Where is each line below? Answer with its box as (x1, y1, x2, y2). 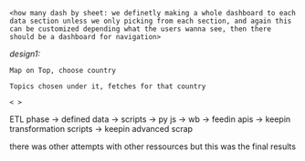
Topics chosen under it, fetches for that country (9, 82, 206, 91)
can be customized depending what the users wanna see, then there (9, 25, 272, 34)
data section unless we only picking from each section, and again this (9, 16, 292, 25)
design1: (9, 48, 41, 59)
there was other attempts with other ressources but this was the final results (9, 141, 297, 152)
